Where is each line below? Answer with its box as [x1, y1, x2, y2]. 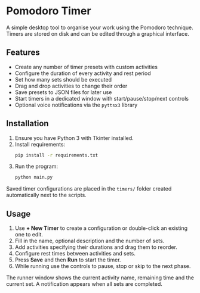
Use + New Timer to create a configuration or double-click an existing [14, 225, 188, 232]
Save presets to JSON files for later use [14, 88, 112, 96]
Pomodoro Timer [6, 4, 91, 18]
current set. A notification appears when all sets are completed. [6, 280, 162, 288]
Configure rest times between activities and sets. [14, 250, 136, 257]
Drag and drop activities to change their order [14, 82, 128, 89]
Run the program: [14, 163, 59, 170]
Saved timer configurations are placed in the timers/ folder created [6, 185, 172, 192]
